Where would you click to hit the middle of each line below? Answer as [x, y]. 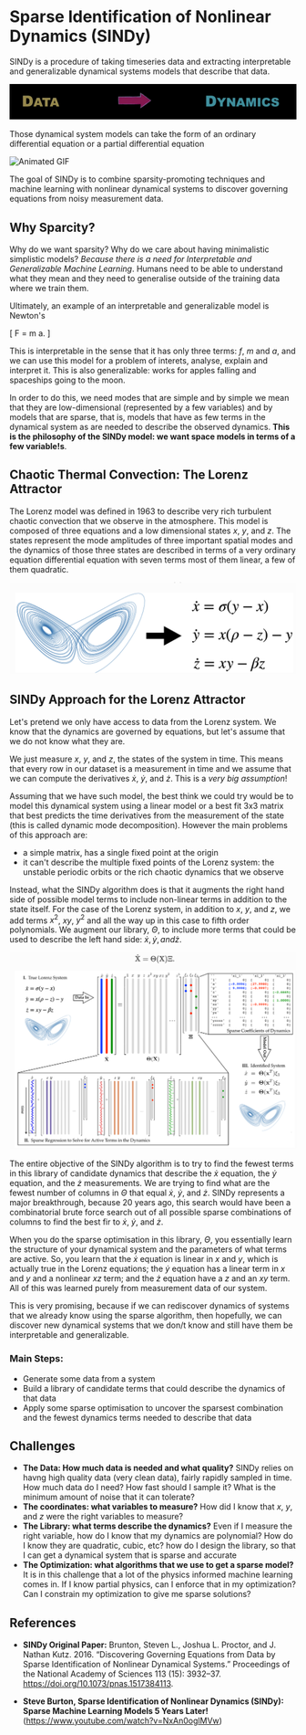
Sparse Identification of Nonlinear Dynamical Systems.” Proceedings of [156, 1665]
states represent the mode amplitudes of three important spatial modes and [151, 540]
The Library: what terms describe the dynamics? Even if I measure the [158, 1526]
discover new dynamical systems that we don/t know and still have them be [151, 1325]
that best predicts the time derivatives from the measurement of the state [147, 815]
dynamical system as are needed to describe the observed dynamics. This [150, 426]
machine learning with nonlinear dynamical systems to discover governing [149, 189]
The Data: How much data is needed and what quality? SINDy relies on [158, 1468]
